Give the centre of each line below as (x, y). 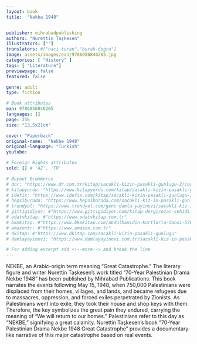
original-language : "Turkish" (43, 147)
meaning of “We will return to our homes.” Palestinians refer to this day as (95, 316)
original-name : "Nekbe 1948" (43, 141)
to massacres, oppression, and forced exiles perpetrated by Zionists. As (93, 298)
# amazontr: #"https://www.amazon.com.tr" (59, 228)
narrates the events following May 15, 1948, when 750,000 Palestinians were (98, 285)
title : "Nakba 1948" (33, 17)
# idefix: (18, 195)
